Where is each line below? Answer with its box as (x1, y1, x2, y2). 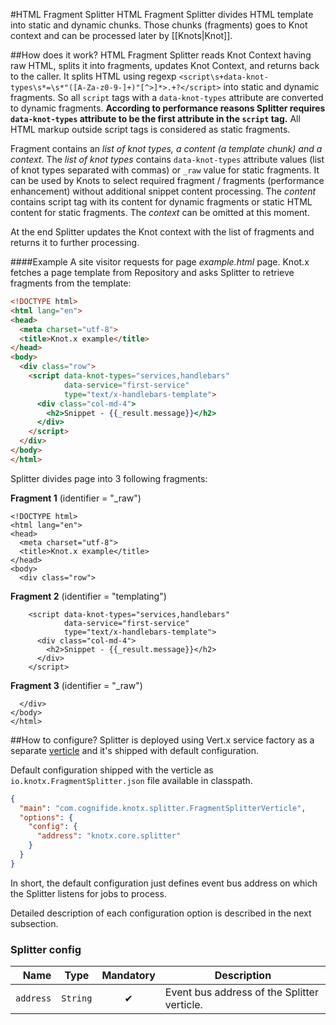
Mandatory (101, 969, 156, 983)
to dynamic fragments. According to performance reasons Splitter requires (10, 102, 326, 114)
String (61, 993, 93, 1004)
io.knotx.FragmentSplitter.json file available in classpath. (10, 774, 253, 786)
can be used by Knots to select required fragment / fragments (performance (10, 175, 325, 186)
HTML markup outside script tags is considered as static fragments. (10, 124, 291, 135)
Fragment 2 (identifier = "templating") (10, 590, 167, 602)
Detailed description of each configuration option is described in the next (10, 907, 312, 919)
